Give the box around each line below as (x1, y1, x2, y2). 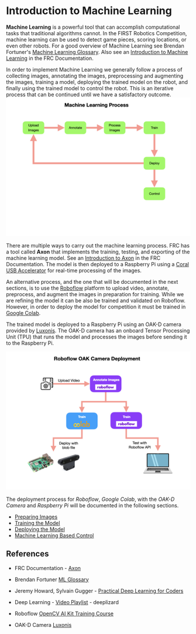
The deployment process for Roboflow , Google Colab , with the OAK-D (6, 496, 175, 503)
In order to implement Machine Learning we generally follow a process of (6, 66, 183, 73)
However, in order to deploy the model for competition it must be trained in (6, 303, 186, 310)
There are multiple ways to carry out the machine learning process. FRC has (6, 242, 190, 249)
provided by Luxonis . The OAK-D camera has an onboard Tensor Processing (6, 327, 190, 334)
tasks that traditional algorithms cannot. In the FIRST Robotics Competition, (6, 29, 187, 36)
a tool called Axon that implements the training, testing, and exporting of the (6, 248, 190, 255)
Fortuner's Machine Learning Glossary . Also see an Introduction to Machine (6, 48, 188, 55)
